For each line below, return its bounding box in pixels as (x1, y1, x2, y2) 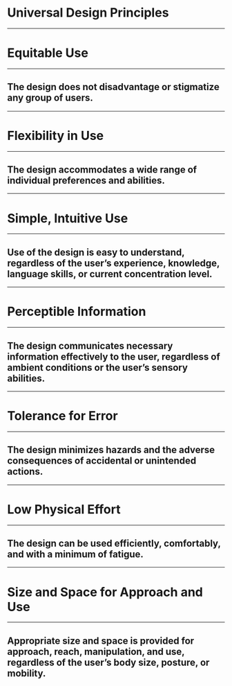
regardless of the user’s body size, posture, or (7, 656, 210, 668)
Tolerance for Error (7, 408, 119, 424)
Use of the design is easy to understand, (7, 246, 185, 258)
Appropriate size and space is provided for (7, 635, 195, 647)
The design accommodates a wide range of (7, 164, 197, 176)
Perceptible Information (7, 304, 146, 319)
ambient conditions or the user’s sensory (7, 362, 188, 373)
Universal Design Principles (7, 5, 169, 21)
